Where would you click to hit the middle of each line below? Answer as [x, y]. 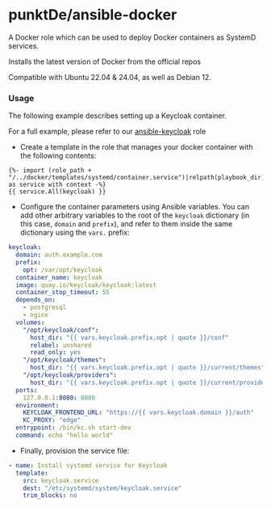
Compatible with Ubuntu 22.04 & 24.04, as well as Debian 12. [110, 77]
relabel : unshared [60, 345]
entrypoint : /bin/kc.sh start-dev [73, 428]
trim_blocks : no [50, 496]
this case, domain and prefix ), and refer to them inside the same [126, 224]
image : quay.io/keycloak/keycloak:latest [86, 285]
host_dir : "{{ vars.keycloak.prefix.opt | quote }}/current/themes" [147, 368]
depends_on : [36, 300]
